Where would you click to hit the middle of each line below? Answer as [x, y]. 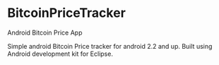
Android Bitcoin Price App [45, 32]
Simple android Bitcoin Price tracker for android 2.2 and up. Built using [110, 46]
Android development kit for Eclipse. [60, 54]
